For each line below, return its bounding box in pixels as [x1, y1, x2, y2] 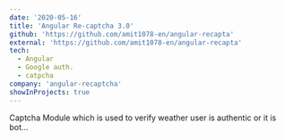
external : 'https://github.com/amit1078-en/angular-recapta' [9, 37, 243, 47]
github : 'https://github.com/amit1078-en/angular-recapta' [9, 29, 235, 38]
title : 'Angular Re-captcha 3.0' [9, 21, 134, 30]
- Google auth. [17, 63, 74, 72]
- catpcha [17, 71, 54, 80]
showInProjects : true [9, 87, 91, 96]
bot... [9, 121, 29, 132]
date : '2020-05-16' [9, 12, 82, 22]
